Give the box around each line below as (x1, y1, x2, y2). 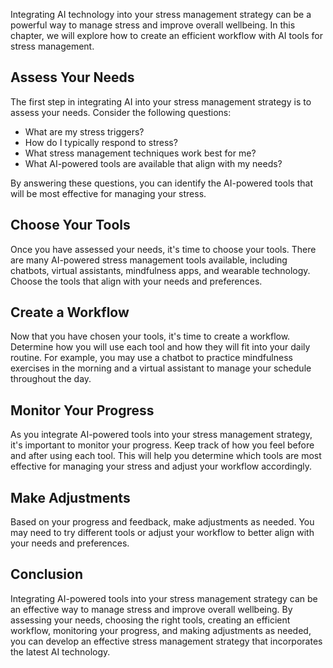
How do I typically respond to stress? (24, 136, 178, 148)
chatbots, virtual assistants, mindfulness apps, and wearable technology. (10, 264, 311, 276)
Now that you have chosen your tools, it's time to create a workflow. (10, 330, 291, 343)
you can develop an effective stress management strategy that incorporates (10, 635, 323, 647)
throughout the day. (10, 373, 92, 385)
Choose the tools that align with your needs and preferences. (10, 275, 263, 287)
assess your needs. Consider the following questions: (10, 106, 232, 118)
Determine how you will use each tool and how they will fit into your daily (10, 341, 311, 353)
